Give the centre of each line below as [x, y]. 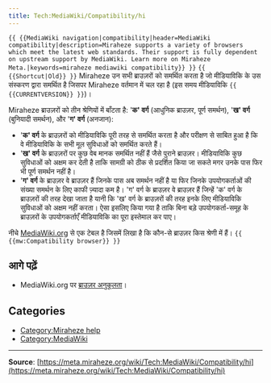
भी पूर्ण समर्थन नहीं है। [48, 171]
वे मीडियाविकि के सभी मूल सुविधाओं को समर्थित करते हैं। [91, 144]
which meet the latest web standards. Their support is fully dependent [133, 52]
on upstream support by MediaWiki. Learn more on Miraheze [110, 59]
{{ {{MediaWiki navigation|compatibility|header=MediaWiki [110, 38]
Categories [37, 311]
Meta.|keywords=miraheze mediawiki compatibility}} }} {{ [107, 68]
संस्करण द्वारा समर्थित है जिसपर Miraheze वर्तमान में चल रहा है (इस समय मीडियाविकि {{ [123, 85]
